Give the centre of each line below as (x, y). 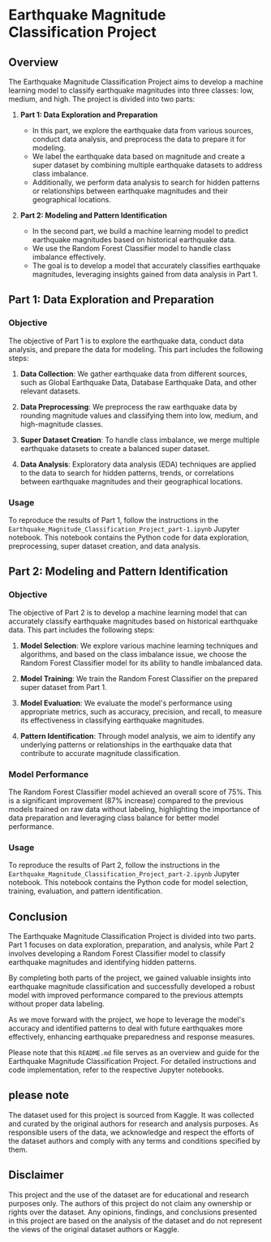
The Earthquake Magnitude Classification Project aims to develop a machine (136, 82)
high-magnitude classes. (62, 423)
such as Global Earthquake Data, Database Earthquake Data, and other (138, 382)
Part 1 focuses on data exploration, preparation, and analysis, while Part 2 (131, 945)
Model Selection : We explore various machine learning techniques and (139, 645)
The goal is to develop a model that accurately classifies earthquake (146, 265)
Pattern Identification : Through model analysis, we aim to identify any (138, 736)
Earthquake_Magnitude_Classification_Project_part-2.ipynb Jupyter (124, 874)
